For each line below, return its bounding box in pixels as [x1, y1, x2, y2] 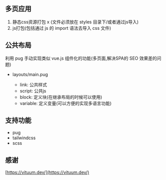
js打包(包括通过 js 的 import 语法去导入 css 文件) [12, 25, 111, 31]
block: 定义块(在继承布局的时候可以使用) [19, 94, 102, 100]
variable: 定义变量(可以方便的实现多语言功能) [19, 100, 112, 106]
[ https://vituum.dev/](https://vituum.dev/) [5, 170, 89, 176]
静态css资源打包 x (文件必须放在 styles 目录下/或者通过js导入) [12, 19, 139, 25]
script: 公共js [19, 88, 46, 93]
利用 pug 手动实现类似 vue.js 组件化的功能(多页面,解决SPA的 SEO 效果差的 [5, 55, 157, 61]
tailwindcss [12, 135, 36, 141]
